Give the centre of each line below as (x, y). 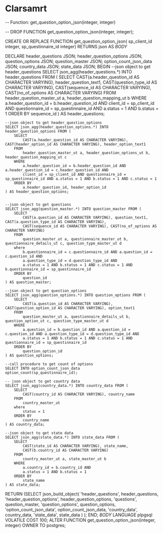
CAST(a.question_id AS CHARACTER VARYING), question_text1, (85, 217)
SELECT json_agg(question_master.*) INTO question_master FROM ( (73, 209)
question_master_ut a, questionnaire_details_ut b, (77, 316)
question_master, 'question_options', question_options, (61, 504)
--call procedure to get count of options (49, 364)
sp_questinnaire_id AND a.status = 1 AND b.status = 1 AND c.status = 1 (81, 179)
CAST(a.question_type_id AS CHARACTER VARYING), (56, 222)
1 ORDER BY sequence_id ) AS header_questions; (55, 113)
